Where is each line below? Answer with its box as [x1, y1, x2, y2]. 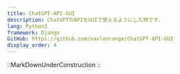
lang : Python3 [7, 23, 48, 29]
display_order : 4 [7, 42, 57, 49]
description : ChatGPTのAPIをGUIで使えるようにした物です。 [7, 16, 164, 23]
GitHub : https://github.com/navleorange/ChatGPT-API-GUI [7, 36, 174, 42]
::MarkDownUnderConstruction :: [7, 61, 101, 69]
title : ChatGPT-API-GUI [7, 10, 76, 17]
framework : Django [7, 29, 60, 36]
